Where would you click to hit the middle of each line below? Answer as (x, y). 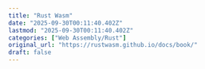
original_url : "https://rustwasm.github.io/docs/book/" (103, 45)
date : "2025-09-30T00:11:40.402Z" (66, 23)
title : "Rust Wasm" (41, 15)
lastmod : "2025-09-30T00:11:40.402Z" (71, 30)
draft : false (30, 52)
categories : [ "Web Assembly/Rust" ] (67, 38)
